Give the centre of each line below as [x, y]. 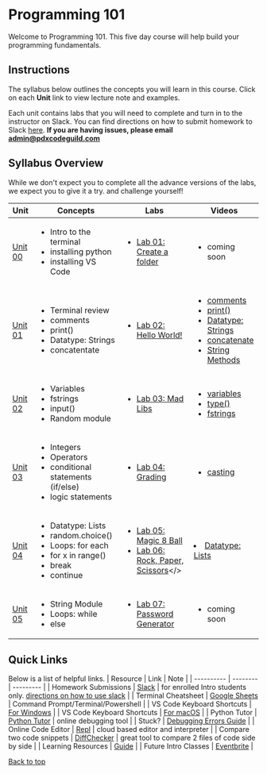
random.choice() [81, 535]
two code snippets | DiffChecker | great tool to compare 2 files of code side [132, 738]
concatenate [230, 340]
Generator [155, 623]
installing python [81, 252]
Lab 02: [151, 325]
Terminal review [80, 310]
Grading [151, 476]
